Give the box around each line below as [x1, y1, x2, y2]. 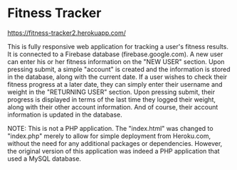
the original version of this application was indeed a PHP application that [7, 147, 220, 155]
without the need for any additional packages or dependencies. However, [7, 139, 223, 147]
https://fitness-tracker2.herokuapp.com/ [7, 28, 126, 37]
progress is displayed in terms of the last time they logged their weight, [7, 95, 216, 104]
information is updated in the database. [7, 110, 122, 119]
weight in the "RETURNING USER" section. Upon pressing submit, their [7, 87, 216, 96]
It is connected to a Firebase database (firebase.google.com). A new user [7, 50, 223, 58]
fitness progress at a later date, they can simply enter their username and [7, 80, 223, 88]
